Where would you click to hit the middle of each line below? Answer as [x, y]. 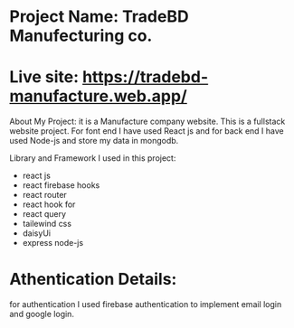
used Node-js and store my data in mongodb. [94, 141]
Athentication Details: [93, 280]
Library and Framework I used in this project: [93, 158]
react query [44, 214]
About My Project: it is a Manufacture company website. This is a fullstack [147, 122]
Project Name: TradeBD [99, 17]
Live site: [44, 77]
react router [45, 195]
